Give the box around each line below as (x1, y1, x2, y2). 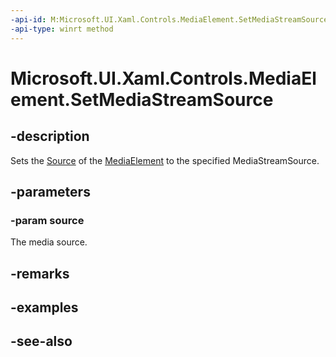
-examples (10, 299, 79, 316)
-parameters (10, 183, 91, 200)
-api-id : (10, 14, 47, 25)
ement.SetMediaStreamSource (10, 88, 274, 111)
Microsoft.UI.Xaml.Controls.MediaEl (10, 67, 317, 90)
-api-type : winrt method (10, 24, 114, 34)
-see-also (10, 333, 73, 350)
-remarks (10, 265, 70, 282)
